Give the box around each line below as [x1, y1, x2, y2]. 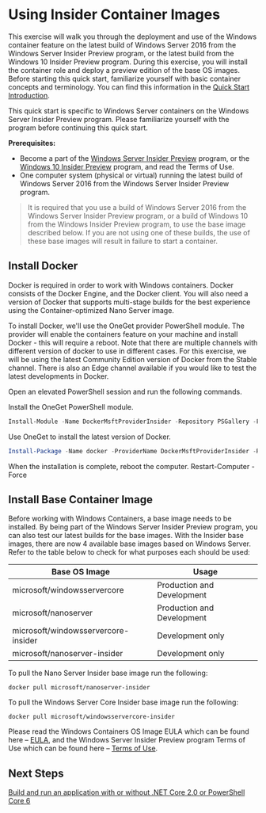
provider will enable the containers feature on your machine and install [8, 329, 238, 338]
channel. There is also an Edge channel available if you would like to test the [8, 363, 257, 372]
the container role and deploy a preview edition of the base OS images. [8, 65, 240, 74]
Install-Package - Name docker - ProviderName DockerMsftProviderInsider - [8, 447, 257, 455]
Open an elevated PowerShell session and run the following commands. [8, 387, 243, 396]
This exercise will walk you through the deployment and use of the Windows [8, 32, 257, 41]
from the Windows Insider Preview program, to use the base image [27, 219, 246, 229]
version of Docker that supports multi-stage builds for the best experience [8, 297, 251, 307]
